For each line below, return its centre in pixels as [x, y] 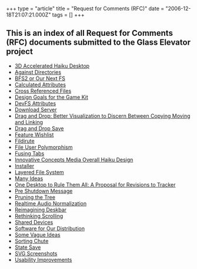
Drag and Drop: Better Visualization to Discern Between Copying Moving [102, 116]
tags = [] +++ [68, 15]
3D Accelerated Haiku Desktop [52, 66]
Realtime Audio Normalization [51, 203]
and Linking [29, 122]
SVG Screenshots [36, 253]
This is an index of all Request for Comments [90, 33]
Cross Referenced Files [43, 91]
